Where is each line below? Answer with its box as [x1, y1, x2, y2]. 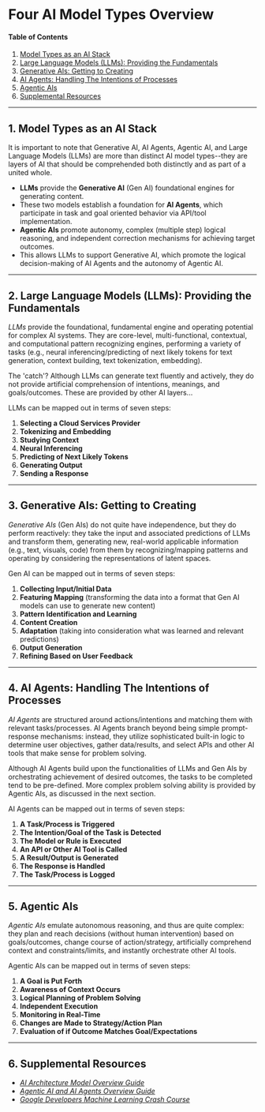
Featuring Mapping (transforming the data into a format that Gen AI [19, 592, 241, 601]
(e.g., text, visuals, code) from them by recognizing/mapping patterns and [8, 545, 248, 554]
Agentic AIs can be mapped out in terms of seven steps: [8, 961, 191, 971]
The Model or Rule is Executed [19, 836, 122, 845]
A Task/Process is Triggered [19, 819, 115, 829]
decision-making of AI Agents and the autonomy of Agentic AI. [19, 259, 223, 268]
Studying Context [19, 436, 80, 445]
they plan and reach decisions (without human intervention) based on [8, 929, 234, 938]
